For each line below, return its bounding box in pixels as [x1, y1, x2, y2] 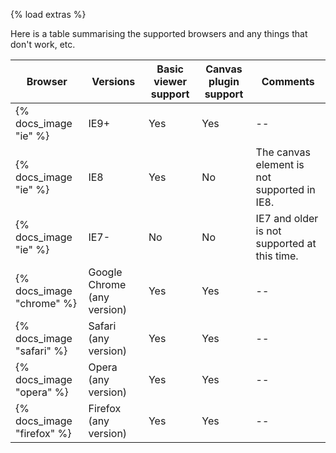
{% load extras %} [10, 9, 87, 20]
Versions [91, 75, 136, 88]
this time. [255, 249, 299, 263]
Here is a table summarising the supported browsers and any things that [10, 28, 308, 39]
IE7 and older [255, 212, 319, 225]
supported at [255, 237, 317, 250]
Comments [261, 75, 315, 88]
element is [255, 158, 305, 171]
